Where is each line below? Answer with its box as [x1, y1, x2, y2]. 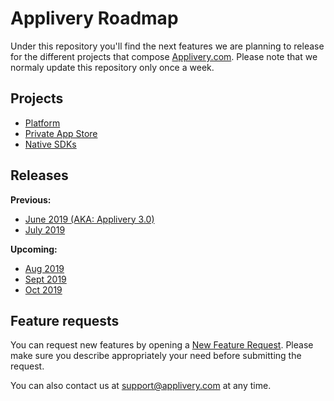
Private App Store [24, 127, 98, 139]
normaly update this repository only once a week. [10, 61, 215, 73]
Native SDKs [24, 138, 77, 150]
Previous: [10, 193, 52, 206]
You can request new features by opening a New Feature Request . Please [10, 339, 314, 351]
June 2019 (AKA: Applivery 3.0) [24, 213, 155, 225]
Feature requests [10, 312, 120, 329]
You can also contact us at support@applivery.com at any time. [10, 380, 272, 392]
